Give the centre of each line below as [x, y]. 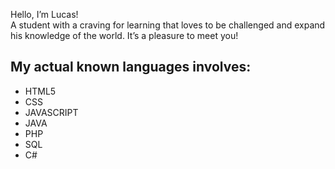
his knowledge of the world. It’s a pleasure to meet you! [124, 35]
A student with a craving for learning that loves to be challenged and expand [168, 25]
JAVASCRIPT [51, 112]
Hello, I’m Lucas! [44, 14]
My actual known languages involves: [131, 67]
